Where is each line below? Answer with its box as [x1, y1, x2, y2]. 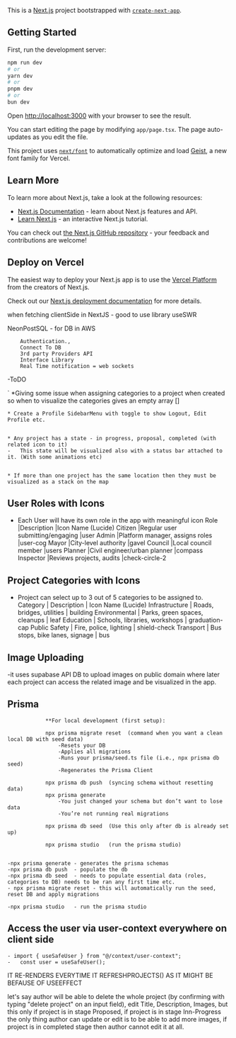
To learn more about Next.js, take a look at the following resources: [7, 193, 203, 201]
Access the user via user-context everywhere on [7, 922, 228, 934]
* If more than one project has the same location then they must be [7, 471, 217, 479]
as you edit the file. [33, 133, 88, 141]
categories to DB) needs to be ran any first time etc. [7, 878, 175, 886]
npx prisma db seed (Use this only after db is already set [45, 822, 230, 830]
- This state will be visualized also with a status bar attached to [7, 447, 223, 454]
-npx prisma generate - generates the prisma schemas [7, 859, 170, 867]
